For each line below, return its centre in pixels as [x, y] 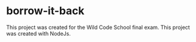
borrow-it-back [46, 11]
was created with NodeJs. [38, 33]
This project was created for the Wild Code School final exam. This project [98, 27]
